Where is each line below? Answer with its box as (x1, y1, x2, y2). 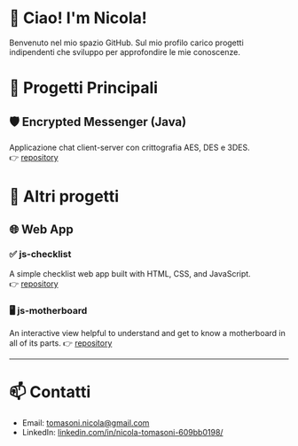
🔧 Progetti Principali (9, 78, 158, 98)
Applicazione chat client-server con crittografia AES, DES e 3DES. (9, 142, 250, 153)
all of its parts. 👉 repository (9, 338, 113, 348)
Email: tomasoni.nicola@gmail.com (21, 418, 150, 428)
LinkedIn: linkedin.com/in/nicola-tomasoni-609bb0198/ (21, 427, 223, 438)
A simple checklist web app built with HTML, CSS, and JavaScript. (9, 268, 251, 278)
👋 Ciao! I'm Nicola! (9, 8, 148, 28)
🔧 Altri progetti (9, 186, 120, 207)
